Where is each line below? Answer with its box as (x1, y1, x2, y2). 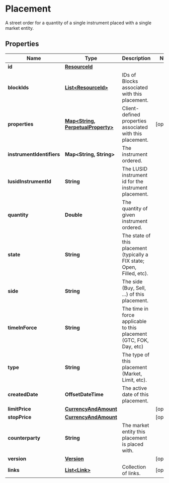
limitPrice (8, 405, 31, 412)
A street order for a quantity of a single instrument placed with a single (5, 20, 152, 26)
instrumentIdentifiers (8, 151, 60, 158)
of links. (122, 469, 141, 476)
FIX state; (122, 257, 144, 264)
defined (122, 111, 141, 118)
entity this (122, 428, 146, 435)
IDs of (122, 71, 136, 78)
